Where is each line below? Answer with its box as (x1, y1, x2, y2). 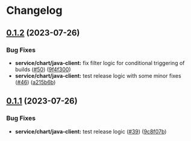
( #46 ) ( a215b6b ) (14, 78, 56, 86)
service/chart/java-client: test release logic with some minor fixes (14, 72, 182, 79)
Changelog (6, 4, 63, 17)
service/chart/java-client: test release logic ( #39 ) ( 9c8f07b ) (14, 128, 167, 135)
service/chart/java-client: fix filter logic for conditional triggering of (14, 59, 185, 66)
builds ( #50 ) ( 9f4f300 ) (14, 66, 71, 73)
